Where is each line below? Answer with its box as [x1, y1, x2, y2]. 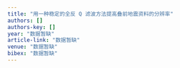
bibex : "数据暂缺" [7, 50, 59, 57]
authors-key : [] [7, 23, 56, 30]
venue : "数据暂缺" [7, 43, 59, 50]
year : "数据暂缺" [7, 30, 55, 38]
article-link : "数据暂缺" [7, 37, 81, 44]
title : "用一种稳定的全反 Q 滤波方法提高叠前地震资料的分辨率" [7, 10, 174, 18]
